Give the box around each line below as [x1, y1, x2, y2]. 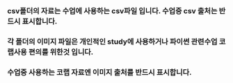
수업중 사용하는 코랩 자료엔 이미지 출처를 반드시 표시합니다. [7, 67, 192, 77]
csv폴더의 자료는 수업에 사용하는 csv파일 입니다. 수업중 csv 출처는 [7, 6, 218, 15]
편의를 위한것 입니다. [29, 47, 94, 57]
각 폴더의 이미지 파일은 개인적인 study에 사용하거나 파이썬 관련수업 [7, 37, 218, 46]
